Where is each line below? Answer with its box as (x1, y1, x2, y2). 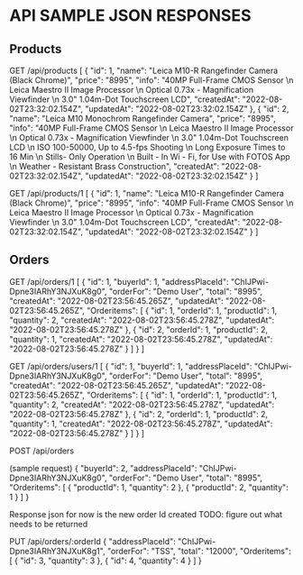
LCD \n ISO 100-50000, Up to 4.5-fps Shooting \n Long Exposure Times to (9, 141, 286, 152)
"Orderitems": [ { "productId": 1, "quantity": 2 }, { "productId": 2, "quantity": (9, 481, 289, 492)
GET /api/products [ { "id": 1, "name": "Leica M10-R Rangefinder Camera (9, 65, 279, 76)
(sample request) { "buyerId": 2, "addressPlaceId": (9, 462, 197, 473)
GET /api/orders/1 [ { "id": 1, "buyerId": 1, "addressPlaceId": (9, 276, 229, 287)
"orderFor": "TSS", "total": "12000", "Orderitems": (106, 545, 291, 556)
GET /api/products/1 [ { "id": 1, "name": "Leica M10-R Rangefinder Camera (9, 188, 284, 198)
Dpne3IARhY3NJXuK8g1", (9, 545, 106, 556)
